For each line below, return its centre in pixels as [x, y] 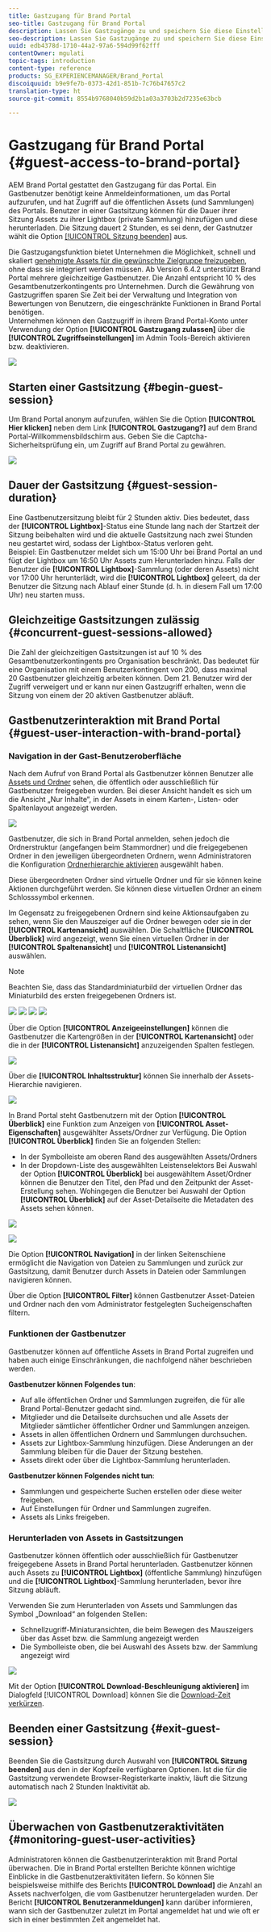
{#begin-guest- [183, 387]
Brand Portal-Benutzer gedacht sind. [81, 1408]
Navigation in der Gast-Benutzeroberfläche [95, 756]
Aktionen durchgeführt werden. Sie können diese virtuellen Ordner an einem [135, 888]
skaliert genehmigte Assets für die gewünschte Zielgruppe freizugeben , [128, 261]
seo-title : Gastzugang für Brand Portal [77, 23]
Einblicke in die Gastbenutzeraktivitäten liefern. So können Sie [111, 1876]
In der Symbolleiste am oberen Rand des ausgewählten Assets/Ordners [139, 1157]
